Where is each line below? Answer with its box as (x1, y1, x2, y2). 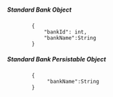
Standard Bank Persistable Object (7, 55, 106, 63)
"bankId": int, (43, 28, 88, 36)
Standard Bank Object (7, 5, 72, 14)
